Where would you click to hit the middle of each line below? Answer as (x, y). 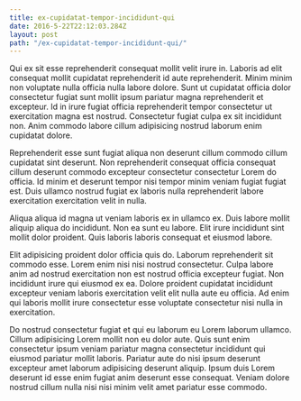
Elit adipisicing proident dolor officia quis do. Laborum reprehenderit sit (141, 255)
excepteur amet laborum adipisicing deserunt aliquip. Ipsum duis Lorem (142, 368)
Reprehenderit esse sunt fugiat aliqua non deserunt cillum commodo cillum (149, 153)
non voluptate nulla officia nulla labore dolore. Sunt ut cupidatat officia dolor (150, 87)
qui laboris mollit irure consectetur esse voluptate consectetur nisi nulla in (146, 303)
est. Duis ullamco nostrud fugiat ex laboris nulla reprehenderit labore (137, 191)
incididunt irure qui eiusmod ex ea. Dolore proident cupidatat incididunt (141, 284)
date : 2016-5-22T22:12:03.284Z (68, 26)
